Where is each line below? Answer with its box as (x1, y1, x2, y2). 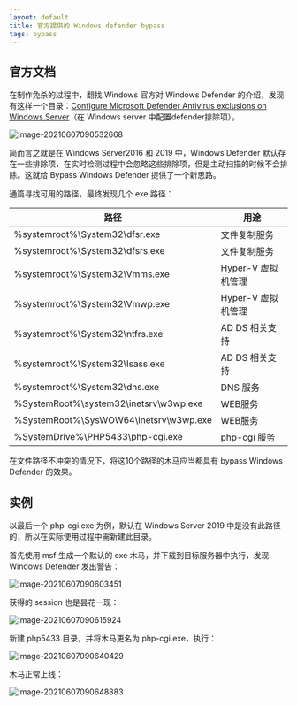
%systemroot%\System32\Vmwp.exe (13, 298, 171, 311)
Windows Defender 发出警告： (9, 561, 121, 572)
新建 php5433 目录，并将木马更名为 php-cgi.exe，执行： (9, 633, 217, 643)
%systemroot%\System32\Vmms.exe (13, 268, 171, 280)
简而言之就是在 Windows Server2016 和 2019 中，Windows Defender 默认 (9, 148, 278, 158)
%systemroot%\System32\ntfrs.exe (13, 328, 164, 341)
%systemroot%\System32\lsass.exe (13, 357, 165, 370)
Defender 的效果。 (9, 466, 77, 478)
